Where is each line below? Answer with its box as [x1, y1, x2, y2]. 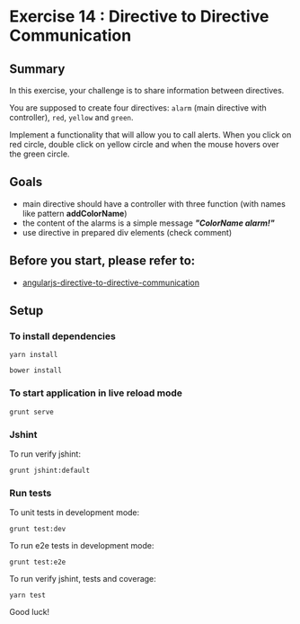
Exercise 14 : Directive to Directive [9, 6, 269, 27]
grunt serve [9, 407, 54, 416]
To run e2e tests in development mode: [9, 540, 154, 551]
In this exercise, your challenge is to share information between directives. [9, 85, 285, 95]
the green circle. [9, 148, 70, 159]
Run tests [9, 486, 52, 499]
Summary [9, 61, 66, 76]
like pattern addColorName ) [22, 208, 128, 218]
